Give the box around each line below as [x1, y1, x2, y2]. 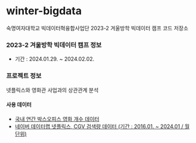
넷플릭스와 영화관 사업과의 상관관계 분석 [6, 86, 99, 93]
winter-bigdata [6, 4, 82, 18]
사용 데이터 [6, 101, 32, 108]
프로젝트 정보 [6, 72, 42, 80]
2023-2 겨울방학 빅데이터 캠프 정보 [6, 40, 102, 49]
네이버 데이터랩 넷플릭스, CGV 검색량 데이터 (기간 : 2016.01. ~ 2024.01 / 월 [14, 123, 190, 130]
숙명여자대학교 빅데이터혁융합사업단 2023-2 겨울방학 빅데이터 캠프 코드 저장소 [6, 24, 189, 31]
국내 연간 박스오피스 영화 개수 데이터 [14, 115, 99, 122]
